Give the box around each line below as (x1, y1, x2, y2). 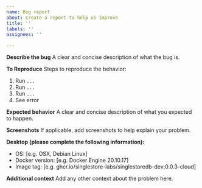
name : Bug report (6, 9, 50, 15)
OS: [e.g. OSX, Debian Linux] (15, 150, 88, 158)
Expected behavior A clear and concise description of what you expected (6, 108, 192, 116)
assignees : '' (6, 32, 43, 38)
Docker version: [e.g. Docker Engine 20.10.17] (15, 156, 129, 164)
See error (15, 97, 40, 104)
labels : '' (6, 26, 34, 32)
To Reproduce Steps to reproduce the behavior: (6, 65, 127, 73)
